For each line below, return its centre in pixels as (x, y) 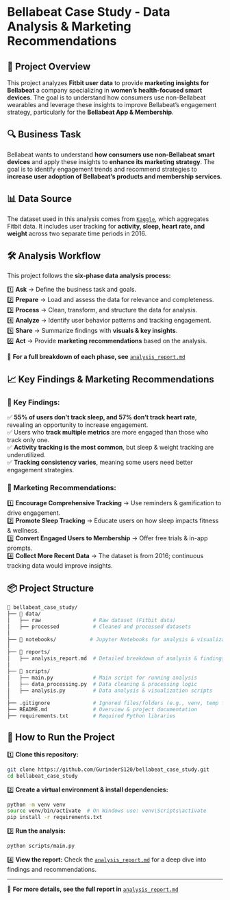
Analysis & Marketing (69, 26)
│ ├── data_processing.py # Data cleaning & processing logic (102, 684)
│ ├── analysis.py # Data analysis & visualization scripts (110, 691)
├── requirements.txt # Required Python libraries (91, 716)
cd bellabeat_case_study (42, 776)
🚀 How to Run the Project (61, 738)
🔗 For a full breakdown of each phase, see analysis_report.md (96, 357)
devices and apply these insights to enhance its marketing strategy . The (111, 161)
